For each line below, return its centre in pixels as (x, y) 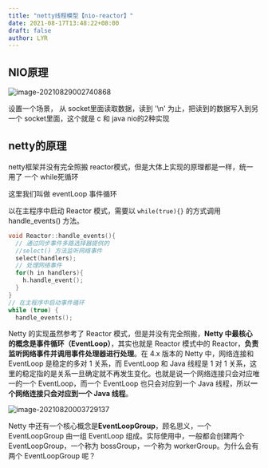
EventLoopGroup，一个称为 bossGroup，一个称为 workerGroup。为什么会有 (134, 446)
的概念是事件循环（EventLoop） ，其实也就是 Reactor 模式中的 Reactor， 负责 (134, 343)
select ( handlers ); (46, 258)
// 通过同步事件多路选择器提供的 (63, 243)
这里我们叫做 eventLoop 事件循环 (63, 193)
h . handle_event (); (53, 280)
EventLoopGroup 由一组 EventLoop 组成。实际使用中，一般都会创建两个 (126, 436)
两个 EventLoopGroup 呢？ (52, 456)
